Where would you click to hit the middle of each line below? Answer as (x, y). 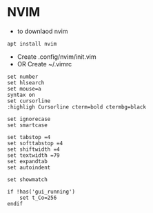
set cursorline (29, 101)
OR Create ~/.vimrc (44, 64)
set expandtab (28, 161)
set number (23, 77)
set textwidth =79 (33, 155)
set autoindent (29, 167)
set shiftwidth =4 (33, 149)
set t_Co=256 (38, 198)
